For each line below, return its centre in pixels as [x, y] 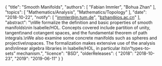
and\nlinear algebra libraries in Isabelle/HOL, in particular [63, 48]
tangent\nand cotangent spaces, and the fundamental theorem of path [76, 33]
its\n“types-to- [136, 48]
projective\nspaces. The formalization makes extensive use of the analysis [80, 43]
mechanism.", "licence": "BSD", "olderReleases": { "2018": [75, 53]
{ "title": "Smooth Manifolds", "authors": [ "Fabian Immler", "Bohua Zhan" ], [81, 7]
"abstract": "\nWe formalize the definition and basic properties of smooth [79, 22]
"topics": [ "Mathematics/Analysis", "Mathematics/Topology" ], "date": [76, 12]
